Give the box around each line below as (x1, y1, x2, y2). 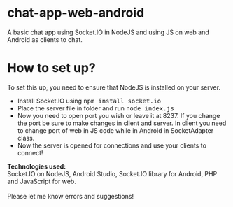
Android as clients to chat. (7, 35, 83, 43)
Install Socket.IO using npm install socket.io (17, 97, 162, 105)
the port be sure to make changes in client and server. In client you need (17, 119, 227, 127)
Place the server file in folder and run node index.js (17, 103, 175, 113)
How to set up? (7, 60, 96, 76)
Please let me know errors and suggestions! (7, 192, 134, 200)
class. (17, 134, 35, 142)
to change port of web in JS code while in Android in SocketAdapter (17, 126, 214, 134)
